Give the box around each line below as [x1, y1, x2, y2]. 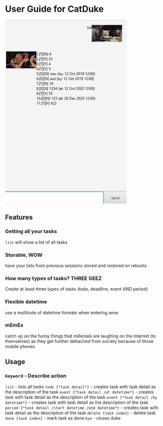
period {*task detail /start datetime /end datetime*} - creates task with [5, 404, 159, 410]
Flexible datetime [5, 299, 48, 305]
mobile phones [5, 343, 35, 349]
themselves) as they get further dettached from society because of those [5, 338, 154, 344]
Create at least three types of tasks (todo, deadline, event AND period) [5, 286, 148, 292]
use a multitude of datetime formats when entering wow [5, 309, 119, 315]
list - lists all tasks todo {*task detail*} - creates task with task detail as [5, 384, 156, 390]
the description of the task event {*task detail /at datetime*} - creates [5, 389, 154, 395]
